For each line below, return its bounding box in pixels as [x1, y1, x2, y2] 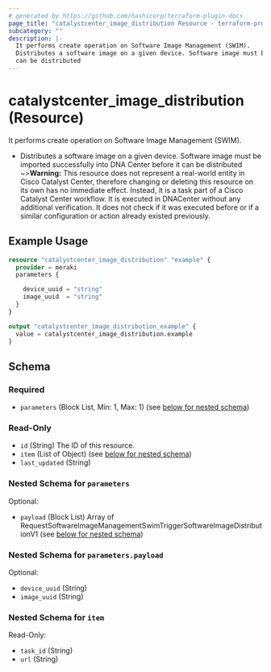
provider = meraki [15, 263, 78, 271]
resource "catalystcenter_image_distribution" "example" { [8, 256, 211, 264]
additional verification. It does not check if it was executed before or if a [19, 202, 260, 212]
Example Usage [8, 235, 89, 248]
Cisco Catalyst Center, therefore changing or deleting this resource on [19, 177, 254, 186]
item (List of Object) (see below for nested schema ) [19, 449, 192, 459]
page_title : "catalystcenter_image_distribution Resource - [8, 19, 215, 27]
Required [8, 384, 45, 395]
